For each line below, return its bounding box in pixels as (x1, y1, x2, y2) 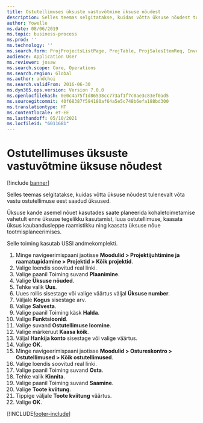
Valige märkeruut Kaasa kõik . (15, 329, 89, 336)
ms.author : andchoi (7, 76, 56, 82)
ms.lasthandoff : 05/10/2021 (7, 115, 78, 121)
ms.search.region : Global (7, 70, 72, 76)
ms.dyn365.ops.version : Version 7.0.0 (7, 87, 104, 93)
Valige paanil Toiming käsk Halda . (15, 309, 100, 316)
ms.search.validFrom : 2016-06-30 (7, 82, 91, 88)
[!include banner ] (7, 179, 50, 187)
